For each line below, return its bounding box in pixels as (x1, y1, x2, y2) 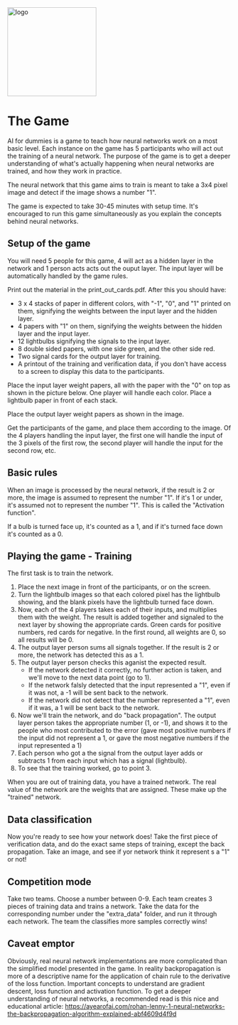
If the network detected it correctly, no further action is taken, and (28, 666, 222, 675)
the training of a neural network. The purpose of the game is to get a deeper (7, 151, 231, 160)
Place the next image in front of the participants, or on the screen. (17, 583, 211, 591)
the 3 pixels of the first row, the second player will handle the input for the (7, 439, 224, 447)
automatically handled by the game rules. (7, 272, 129, 280)
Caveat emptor (7, 938, 75, 950)
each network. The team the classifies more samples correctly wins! (7, 917, 207, 925)
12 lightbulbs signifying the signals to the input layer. (17, 337, 171, 345)
